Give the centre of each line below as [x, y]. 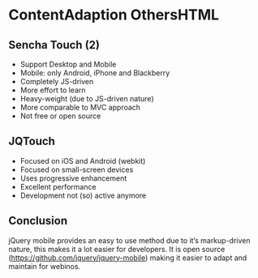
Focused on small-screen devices [77, 169]
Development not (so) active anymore [83, 195]
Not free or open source [60, 116]
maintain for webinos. [45, 266]
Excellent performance [58, 186]
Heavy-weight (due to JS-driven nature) [87, 98]
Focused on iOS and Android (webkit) [83, 160]
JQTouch [32, 141]
